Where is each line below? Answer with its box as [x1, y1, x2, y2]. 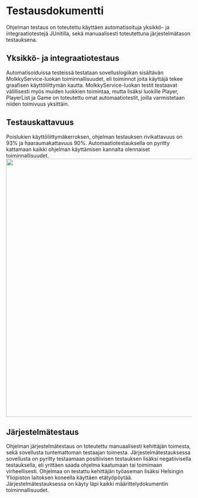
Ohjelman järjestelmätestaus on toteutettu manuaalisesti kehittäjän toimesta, [6, 443, 191, 450]
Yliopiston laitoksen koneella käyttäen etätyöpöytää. [6, 474, 133, 481]
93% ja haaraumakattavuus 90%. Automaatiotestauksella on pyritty [6, 139, 170, 146]
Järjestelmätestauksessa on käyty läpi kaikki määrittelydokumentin [6, 480, 169, 487]
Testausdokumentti [6, 4, 104, 18]
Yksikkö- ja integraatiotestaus [6, 53, 120, 63]
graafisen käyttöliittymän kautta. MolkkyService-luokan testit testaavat [6, 81, 178, 89]
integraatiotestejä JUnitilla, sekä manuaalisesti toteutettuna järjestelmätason [6, 30, 190, 37]
